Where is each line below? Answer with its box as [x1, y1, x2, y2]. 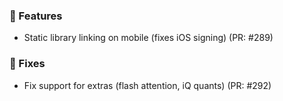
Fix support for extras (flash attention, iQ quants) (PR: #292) [23, 79, 272, 91]
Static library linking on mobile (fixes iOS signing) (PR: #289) [23, 32, 274, 44]
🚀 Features [9, 9, 63, 23]
